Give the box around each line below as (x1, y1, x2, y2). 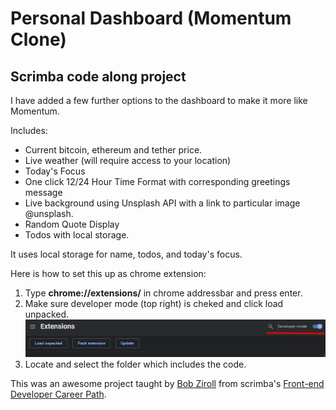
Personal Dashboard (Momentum (10, 7, 292, 30)
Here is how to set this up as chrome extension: (10, 268, 207, 279)
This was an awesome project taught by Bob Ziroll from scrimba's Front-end (10, 378, 325, 390)
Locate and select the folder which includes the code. (24, 358, 247, 371)
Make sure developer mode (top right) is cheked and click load (24, 298, 284, 309)
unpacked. (24, 308, 70, 320)
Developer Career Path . (10, 388, 107, 401)
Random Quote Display (24, 218, 120, 230)
